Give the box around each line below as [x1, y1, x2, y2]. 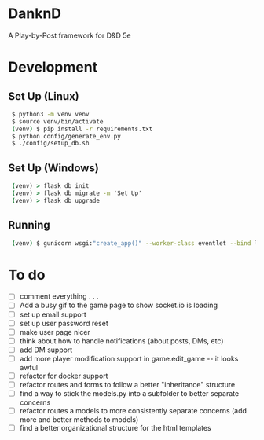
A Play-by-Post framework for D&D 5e [8, 31, 131, 40]
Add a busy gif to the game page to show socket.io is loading [19, 300, 218, 310]
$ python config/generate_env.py [11, 132, 122, 140]
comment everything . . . [19, 291, 99, 301]
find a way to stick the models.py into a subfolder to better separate [19, 389, 240, 398]
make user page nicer [19, 327, 90, 336]
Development [8, 58, 98, 76]
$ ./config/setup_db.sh [11, 139, 90, 148]
